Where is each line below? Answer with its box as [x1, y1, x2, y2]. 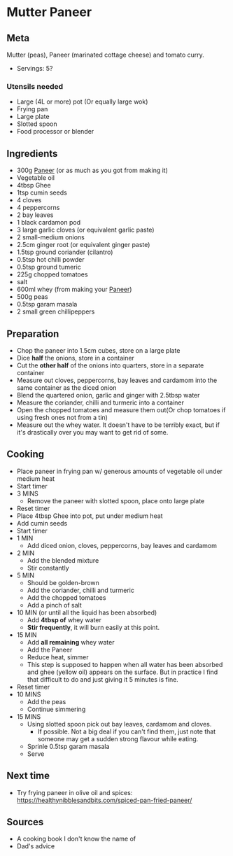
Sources [6, 816, 44, 828]
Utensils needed [6, 81, 64, 91]
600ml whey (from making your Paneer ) [16, 285, 132, 294]
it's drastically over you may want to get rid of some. [16, 428, 169, 436]
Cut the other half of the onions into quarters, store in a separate [16, 361, 204, 370]
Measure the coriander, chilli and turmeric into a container [16, 398, 185, 407]
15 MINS [16, 712, 41, 721]
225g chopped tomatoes [16, 270, 88, 279]
